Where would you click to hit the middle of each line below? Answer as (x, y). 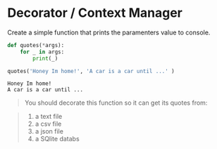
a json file (49, 131)
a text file (49, 117)
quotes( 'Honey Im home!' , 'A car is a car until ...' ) (91, 71)
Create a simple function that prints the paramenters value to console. (109, 32)
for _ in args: (42, 52)
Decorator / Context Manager (95, 13)
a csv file (48, 124)
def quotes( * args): (36, 45)
